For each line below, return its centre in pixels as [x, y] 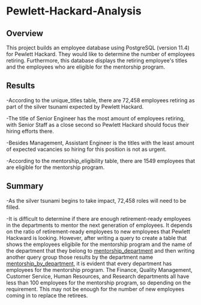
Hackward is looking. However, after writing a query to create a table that [97, 238]
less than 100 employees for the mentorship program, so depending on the [98, 282]
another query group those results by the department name [80, 257]
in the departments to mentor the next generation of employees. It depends [99, 225]
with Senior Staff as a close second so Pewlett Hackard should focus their [97, 125]
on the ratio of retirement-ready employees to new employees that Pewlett [98, 231]
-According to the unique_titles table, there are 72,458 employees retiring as [100, 100]
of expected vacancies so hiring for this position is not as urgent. [86, 149]
